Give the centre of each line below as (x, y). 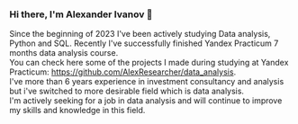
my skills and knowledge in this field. (77, 111)
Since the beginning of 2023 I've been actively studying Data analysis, (140, 34)
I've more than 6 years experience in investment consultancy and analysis (147, 82)
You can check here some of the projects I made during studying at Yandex (149, 63)
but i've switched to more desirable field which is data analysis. (127, 91)
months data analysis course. (64, 53)
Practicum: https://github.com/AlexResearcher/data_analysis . (123, 72)
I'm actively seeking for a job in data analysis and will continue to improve (146, 101)
